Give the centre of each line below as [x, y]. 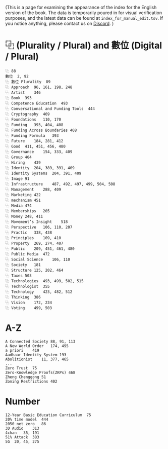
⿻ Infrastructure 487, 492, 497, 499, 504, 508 [60, 184]
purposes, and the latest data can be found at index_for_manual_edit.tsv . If [84, 18]
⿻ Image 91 [17, 179]
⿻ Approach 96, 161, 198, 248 [39, 87]
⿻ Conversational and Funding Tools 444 [50, 108]
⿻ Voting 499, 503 [29, 308]
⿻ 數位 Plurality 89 [28, 82]
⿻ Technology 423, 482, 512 [39, 292]
